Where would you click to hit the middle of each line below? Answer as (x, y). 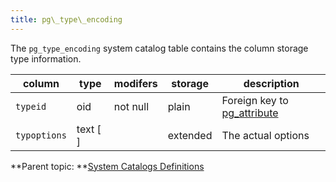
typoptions (41, 135)
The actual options (265, 135)
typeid (31, 106)
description (271, 83)
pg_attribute (250, 113)
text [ (89, 129)
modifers (135, 83)
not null (131, 106)
